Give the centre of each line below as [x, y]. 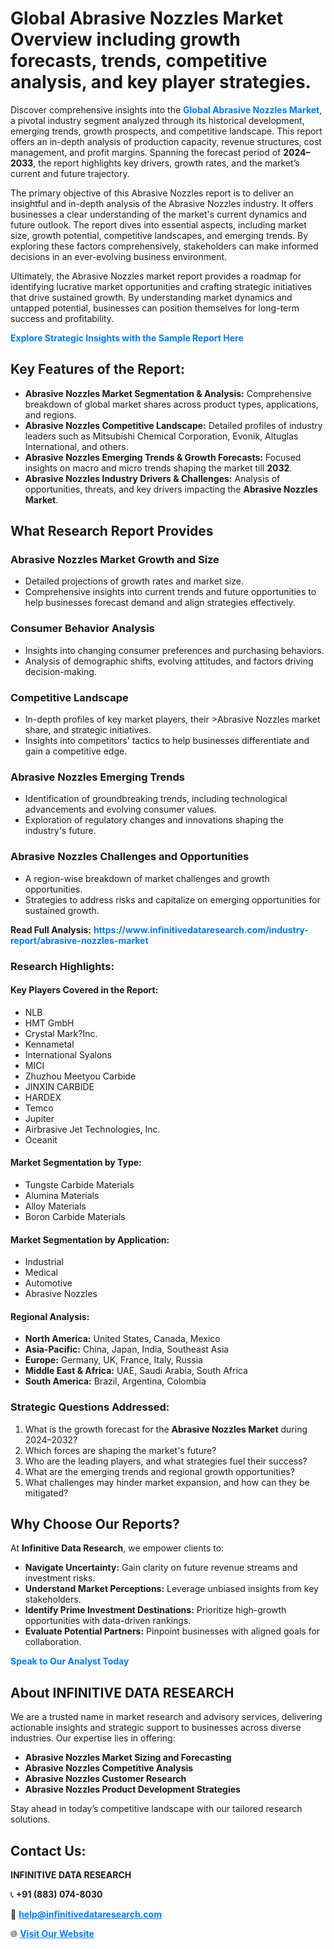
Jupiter [39, 1118]
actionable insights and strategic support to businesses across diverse [156, 1728]
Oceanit [41, 1139]
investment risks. [60, 1578]
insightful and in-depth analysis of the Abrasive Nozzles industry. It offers [162, 203]
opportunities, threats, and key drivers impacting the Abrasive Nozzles [171, 489]
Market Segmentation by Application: [90, 1239]
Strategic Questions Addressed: [90, 1407]
